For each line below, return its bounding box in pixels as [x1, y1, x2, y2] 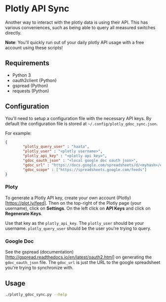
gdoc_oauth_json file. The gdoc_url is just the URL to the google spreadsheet [5, 259, 161, 265]
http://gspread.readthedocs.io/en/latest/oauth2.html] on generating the [6, 254, 152, 260]
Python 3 [12, 72, 31, 78]
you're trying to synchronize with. [5, 265, 74, 271]
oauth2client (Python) [12, 77, 57, 83]
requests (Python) [12, 87, 49, 94]
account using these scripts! [5, 44, 63, 50]
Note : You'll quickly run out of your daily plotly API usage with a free [5, 39, 144, 45]
